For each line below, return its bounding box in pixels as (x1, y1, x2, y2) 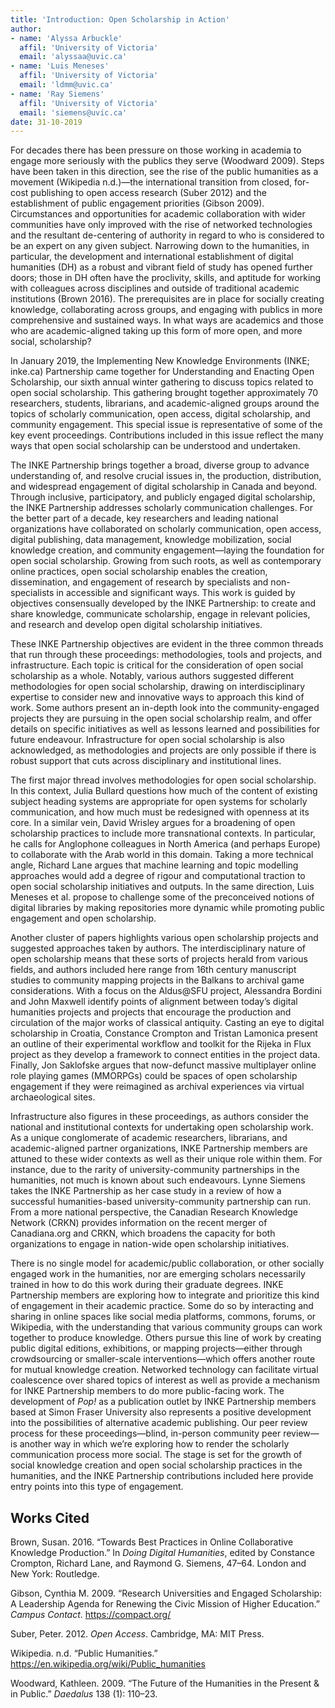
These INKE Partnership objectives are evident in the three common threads (10, 638, 324, 650)
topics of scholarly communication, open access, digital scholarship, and (10, 408, 311, 420)
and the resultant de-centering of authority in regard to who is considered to (10, 229, 325, 241)
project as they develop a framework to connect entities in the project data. (10, 1049, 321, 1061)
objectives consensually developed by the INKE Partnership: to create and (10, 597, 317, 610)
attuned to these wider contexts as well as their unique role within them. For (10, 1153, 323, 1165)
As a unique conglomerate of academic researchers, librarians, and (10, 1132, 288, 1144)
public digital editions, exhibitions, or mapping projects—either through (10, 1342, 303, 1355)
